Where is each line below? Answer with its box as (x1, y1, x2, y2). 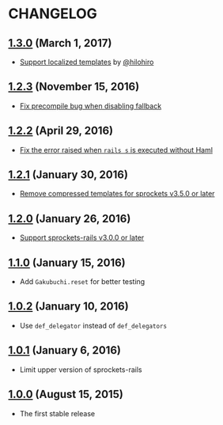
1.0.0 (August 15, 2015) (8, 388, 124, 401)
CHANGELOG (8, 5, 97, 23)
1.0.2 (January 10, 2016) (8, 300, 129, 313)
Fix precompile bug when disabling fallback (19, 101, 162, 111)
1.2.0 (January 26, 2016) (8, 211, 131, 226)
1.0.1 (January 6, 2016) (8, 343, 121, 357)
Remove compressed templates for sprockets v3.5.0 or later (19, 189, 215, 199)
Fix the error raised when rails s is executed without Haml (19, 145, 214, 154)
